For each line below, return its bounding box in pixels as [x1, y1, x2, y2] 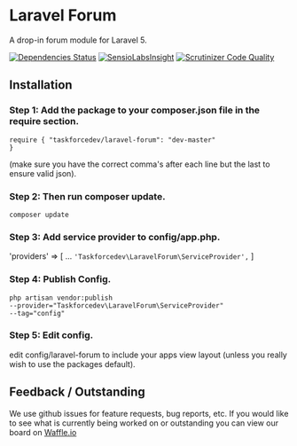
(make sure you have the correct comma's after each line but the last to [9, 159, 270, 169]
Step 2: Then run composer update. [9, 190, 166, 202]
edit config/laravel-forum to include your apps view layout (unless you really [9, 349, 288, 360]
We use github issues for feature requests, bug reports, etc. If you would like [9, 408, 289, 419]
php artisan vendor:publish [9, 293, 113, 302]
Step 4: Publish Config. [9, 273, 112, 286]
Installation [9, 77, 73, 93]
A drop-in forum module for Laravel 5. [9, 35, 148, 45]
